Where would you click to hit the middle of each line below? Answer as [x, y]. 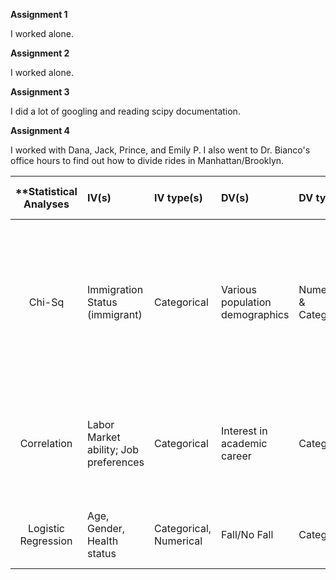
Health [102, 541]
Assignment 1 [39, 14]
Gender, [106, 528]
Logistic [46, 528]
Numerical [178, 541]
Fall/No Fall [247, 534]
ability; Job [112, 449]
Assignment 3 [40, 92]
